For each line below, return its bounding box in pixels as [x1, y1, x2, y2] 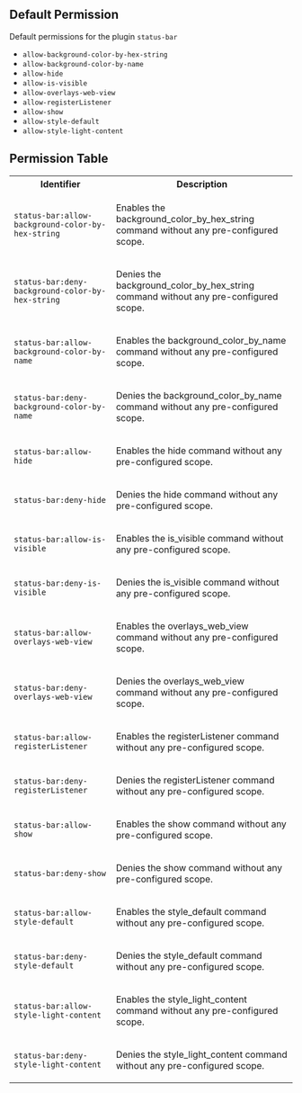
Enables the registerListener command [115, 730, 280, 742]
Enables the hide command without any [115, 444, 283, 457]
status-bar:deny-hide [13, 495, 106, 505]
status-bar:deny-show [13, 868, 106, 878]
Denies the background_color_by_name [115, 389, 282, 401]
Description [176, 177, 228, 190]
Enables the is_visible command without [115, 532, 284, 544]
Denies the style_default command [115, 949, 262, 962]
